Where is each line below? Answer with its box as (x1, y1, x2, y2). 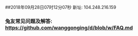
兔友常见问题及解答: (5, 18, 53, 25)
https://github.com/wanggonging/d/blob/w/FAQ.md (5, 24, 133, 31)
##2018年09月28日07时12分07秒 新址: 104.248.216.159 (5, 4, 117, 10)
